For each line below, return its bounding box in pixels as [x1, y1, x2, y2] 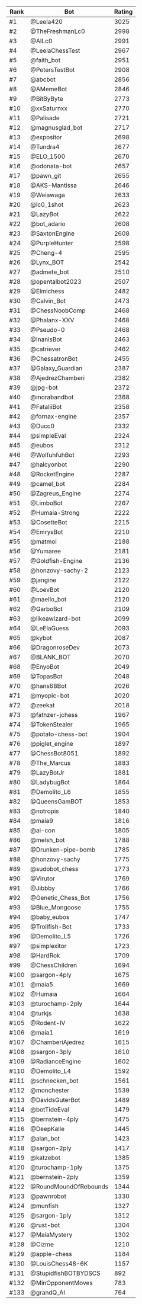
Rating [114, 8, 133, 15]
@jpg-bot [30, 383, 58, 392]
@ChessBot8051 [30, 749, 79, 757]
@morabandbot [30, 393, 74, 401]
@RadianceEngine [30, 1058, 82, 1065]
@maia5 [30, 981, 53, 988]
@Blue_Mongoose [30, 903, 81, 911]
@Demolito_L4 [30, 1067, 71, 1075]
